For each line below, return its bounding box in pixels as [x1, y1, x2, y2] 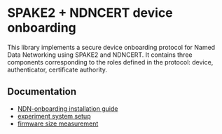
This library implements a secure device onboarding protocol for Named [7, 43, 216, 51]
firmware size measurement [17, 119, 99, 128]
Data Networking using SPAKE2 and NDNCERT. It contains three [7, 51, 193, 59]
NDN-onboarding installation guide [17, 104, 118, 113]
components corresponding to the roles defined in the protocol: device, [7, 58, 214, 66]
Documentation [7, 86, 77, 98]
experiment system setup [17, 112, 91, 120]
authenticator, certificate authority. [7, 65, 107, 74]
